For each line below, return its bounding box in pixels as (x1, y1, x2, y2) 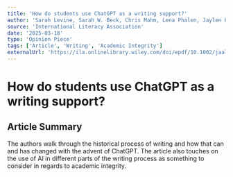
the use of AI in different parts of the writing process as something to (7, 154, 205, 162)
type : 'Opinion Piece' (7, 36, 73, 43)
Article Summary (7, 121, 83, 133)
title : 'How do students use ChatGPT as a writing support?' (7, 10, 188, 17)
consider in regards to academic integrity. (7, 161, 127, 170)
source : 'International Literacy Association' (7, 23, 144, 30)
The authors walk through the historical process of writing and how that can (7, 140, 224, 148)
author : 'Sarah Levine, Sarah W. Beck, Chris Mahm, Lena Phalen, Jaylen (7, 17, 222, 24)
